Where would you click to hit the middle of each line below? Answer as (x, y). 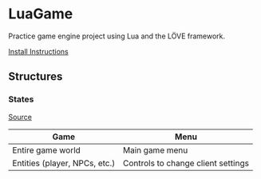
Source (20, 117)
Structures (36, 77)
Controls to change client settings (186, 163)
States (21, 99)
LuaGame (41, 14)
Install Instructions (39, 51)
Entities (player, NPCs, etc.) (64, 163)
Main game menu (155, 150)
